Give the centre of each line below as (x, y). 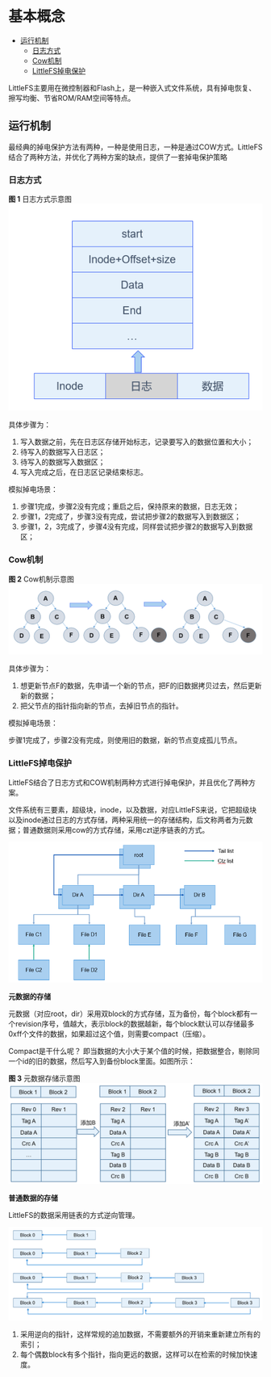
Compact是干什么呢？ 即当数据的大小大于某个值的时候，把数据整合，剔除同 (134, 1051)
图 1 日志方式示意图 (40, 199)
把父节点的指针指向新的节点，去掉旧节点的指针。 (101, 706)
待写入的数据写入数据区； (63, 462)
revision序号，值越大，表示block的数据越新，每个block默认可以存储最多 (135, 1023)
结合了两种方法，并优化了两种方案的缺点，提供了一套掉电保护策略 (118, 157)
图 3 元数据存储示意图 (44, 1078)
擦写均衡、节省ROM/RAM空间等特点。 (72, 98)
